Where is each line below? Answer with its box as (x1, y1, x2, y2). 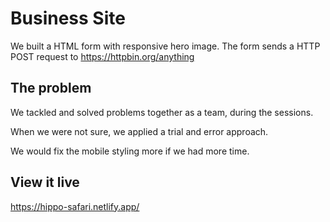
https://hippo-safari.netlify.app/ (10, 200, 140, 212)
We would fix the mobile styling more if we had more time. (10, 145, 250, 157)
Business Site (10, 7, 126, 30)
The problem (10, 80, 92, 97)
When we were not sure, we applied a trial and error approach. (10, 125, 269, 137)
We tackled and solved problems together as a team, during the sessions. (10, 106, 314, 118)
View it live (10, 174, 80, 191)
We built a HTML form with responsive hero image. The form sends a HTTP (10, 40, 321, 52)
